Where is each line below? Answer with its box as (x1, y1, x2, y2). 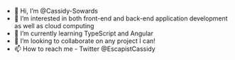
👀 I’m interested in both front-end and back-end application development (13, 14, 229, 23)
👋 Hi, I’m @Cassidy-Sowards (13, 7, 98, 15)
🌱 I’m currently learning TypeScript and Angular (13, 29, 154, 37)
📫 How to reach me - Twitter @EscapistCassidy (13, 44, 156, 53)
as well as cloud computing (13, 22, 94, 30)
